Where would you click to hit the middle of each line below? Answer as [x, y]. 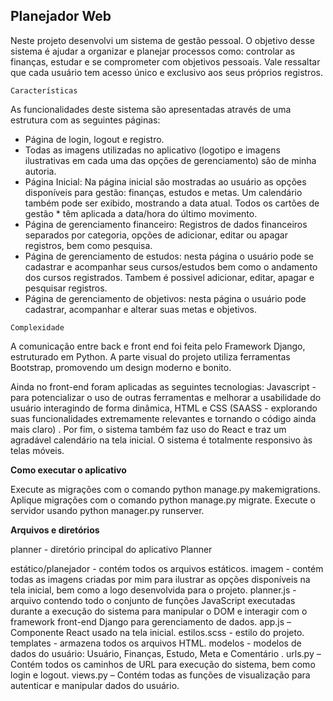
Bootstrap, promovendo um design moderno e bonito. [121, 367]
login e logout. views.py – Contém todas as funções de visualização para [160, 675]
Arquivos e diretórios [55, 530]
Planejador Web [61, 16]
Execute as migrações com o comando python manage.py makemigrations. [165, 489]
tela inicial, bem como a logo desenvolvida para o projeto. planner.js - [153, 590]
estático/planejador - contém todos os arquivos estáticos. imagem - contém [167, 568]
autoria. [40, 171]
